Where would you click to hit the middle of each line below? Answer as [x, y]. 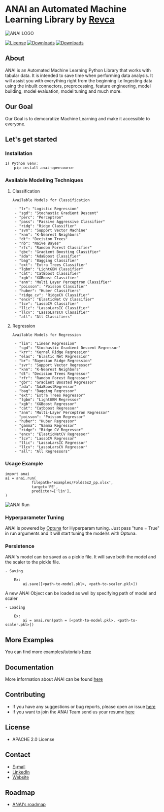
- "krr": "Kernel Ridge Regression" [52, 352]
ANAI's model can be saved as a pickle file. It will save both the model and [81, 557]
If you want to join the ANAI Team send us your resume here [73, 712]
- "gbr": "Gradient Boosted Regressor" [55, 382]
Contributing [25, 695]
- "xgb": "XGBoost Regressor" [46, 404]
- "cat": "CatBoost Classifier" [48, 273]
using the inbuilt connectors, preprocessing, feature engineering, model [78, 86]
